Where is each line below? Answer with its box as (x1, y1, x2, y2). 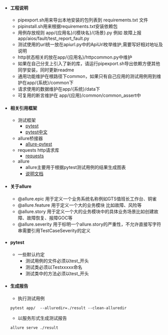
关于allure (10, 183, 32, 189)
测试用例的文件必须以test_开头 (25, 258, 89, 264)
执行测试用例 (17, 295, 45, 301)
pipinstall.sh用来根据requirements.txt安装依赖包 (17, 23, 118, 30)
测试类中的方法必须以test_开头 (25, 270, 89, 276)
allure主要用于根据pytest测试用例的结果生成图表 (25, 164, 126, 171)
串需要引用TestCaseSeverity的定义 (17, 227, 91, 234)
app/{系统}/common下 (26, 79, 74, 86)
